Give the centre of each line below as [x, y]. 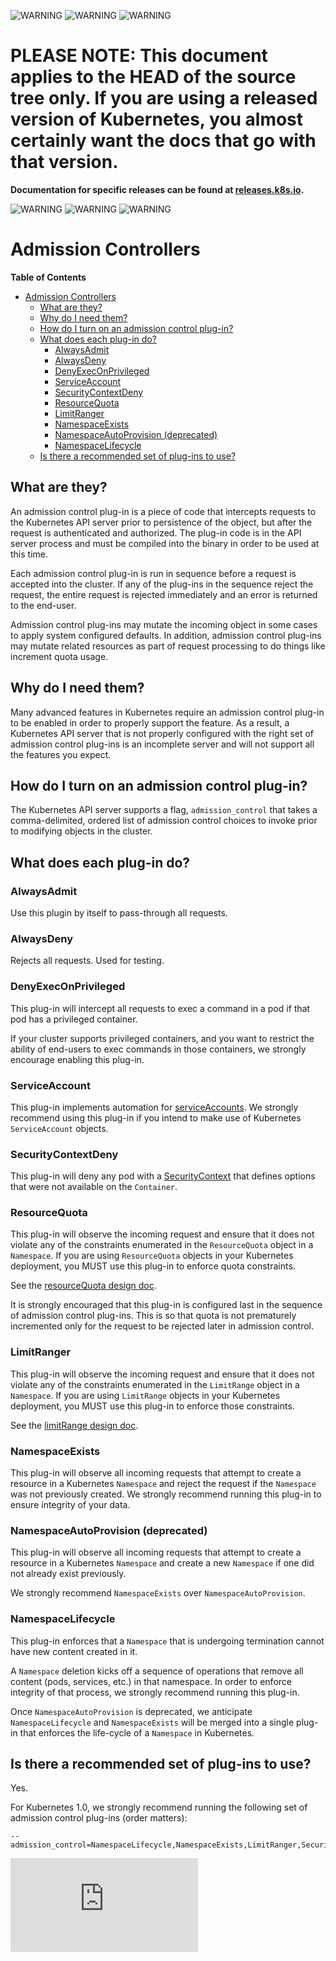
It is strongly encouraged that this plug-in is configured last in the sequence [166, 1305]
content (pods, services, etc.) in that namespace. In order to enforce [151, 1681]
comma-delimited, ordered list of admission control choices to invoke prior [164, 821]
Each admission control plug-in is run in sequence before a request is [153, 573]
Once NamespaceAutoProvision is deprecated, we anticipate [131, 1711]
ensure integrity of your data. [70, 1505]
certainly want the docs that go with [163, 141]
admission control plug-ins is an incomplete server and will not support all [162, 744]
